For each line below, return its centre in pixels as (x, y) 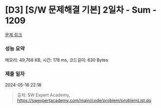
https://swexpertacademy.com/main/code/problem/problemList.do (84, 100)
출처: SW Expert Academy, (43, 95)
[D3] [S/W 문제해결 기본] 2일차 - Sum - (81, 10)
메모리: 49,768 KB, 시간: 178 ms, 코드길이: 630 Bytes (57, 60)
